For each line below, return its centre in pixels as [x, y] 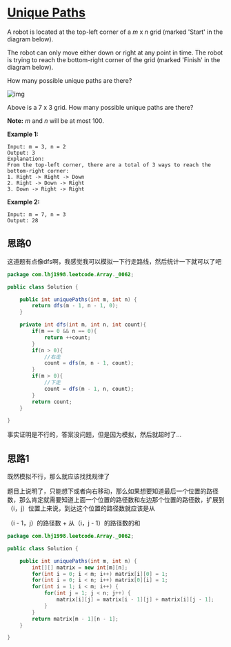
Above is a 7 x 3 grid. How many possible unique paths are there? [100, 107]
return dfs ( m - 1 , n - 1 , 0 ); [75, 306]
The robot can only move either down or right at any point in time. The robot [115, 52]
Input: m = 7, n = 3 [37, 214]
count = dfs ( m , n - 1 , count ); [89, 363]
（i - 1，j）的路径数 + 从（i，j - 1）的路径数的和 [74, 523]
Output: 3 [21, 153]
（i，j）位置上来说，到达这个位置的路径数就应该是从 [81, 508]
